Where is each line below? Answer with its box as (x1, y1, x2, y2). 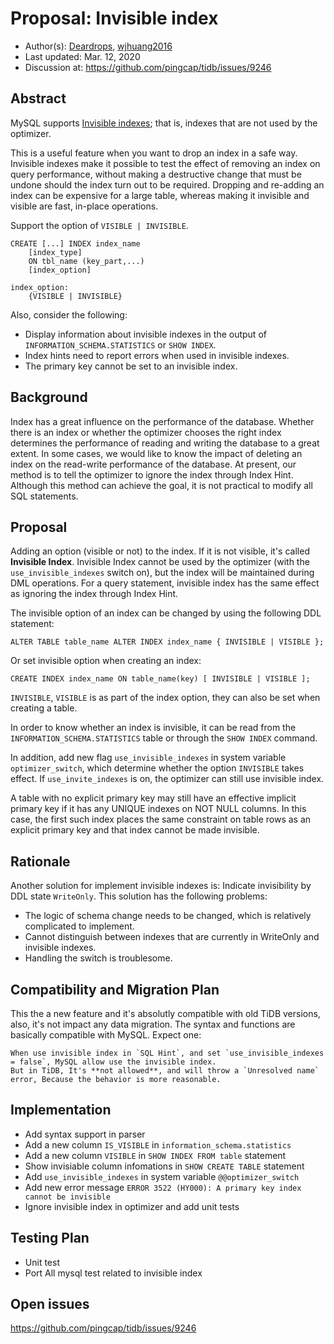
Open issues (10, 1296, 90, 1313)
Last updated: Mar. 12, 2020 (24, 50, 141, 62)
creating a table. (10, 702, 78, 714)
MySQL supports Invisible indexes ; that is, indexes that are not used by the (10, 117, 318, 129)
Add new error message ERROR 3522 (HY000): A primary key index (24, 1181, 302, 1193)
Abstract (10, 90, 67, 107)
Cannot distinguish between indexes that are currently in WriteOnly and (24, 931, 320, 943)
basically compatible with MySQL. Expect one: (10, 1029, 202, 1041)
